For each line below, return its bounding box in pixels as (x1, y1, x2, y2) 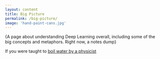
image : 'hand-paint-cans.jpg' (5, 20, 67, 26)
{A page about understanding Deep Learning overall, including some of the (5, 34, 156, 40)
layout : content (5, 7, 38, 12)
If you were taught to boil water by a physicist (5, 48, 96, 54)
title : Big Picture (5, 12, 45, 16)
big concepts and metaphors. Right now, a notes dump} (5, 39, 117, 45)
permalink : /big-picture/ (5, 16, 57, 21)
